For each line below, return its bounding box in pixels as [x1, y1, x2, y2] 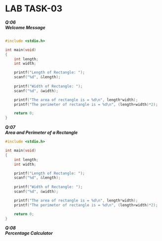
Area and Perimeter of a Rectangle [5, 129, 78, 136]
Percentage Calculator [5, 230, 53, 236]
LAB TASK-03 [5, 3, 63, 14]
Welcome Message [5, 24, 45, 30]
